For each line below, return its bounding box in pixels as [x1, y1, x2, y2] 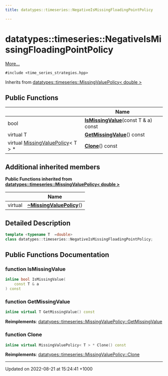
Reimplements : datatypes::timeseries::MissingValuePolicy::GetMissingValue [5, 319, 162, 325]
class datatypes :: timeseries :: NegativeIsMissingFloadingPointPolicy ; [5, 237, 153, 242]
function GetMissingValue [5, 298, 70, 305]
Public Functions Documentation [5, 251, 109, 259]
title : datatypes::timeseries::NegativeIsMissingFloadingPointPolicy [5, 7, 153, 13]
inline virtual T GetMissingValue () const [5, 309, 95, 315]
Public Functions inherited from [5, 176, 72, 182]
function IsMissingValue [5, 266, 66, 273]
